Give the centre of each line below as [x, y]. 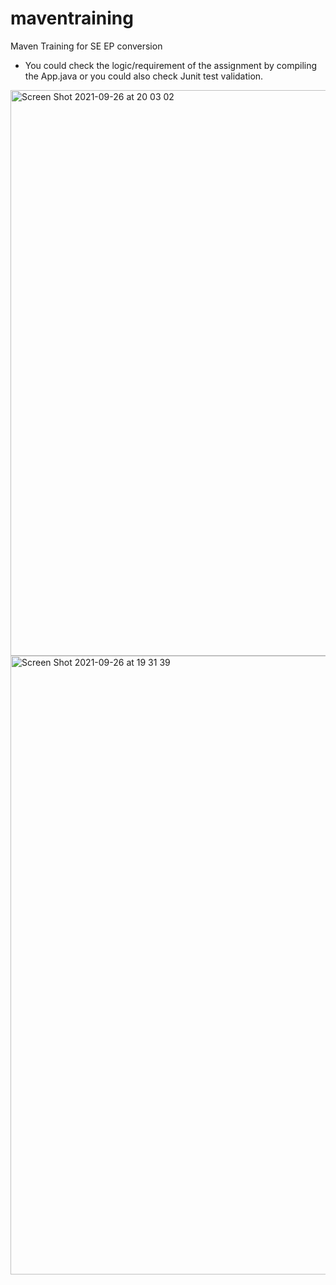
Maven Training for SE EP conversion [86, 46]
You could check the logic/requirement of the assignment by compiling [171, 65]
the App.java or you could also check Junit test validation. [144, 76]
